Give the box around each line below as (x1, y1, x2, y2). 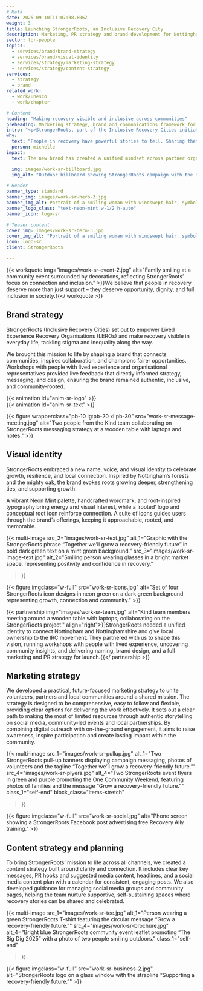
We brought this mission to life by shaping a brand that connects (6, 350, 167, 358)
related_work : (6, 88, 42, 94)
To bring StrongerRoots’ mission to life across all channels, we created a (6, 859, 186, 866)
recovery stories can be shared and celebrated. (6, 898, 125, 905)
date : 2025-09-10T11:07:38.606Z (6, 15, 88, 21)
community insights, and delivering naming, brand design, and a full (6, 647, 175, 654)
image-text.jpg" (6, 553, 45, 561)
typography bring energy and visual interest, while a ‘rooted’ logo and (6, 503, 180, 510)
